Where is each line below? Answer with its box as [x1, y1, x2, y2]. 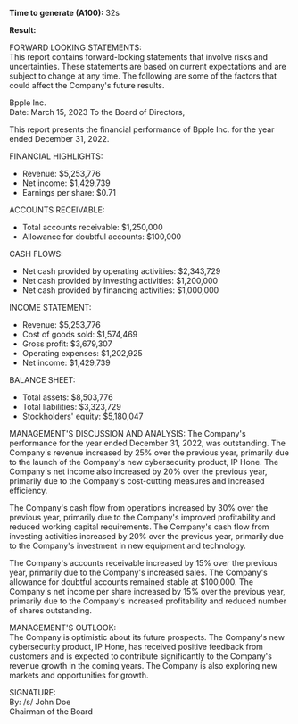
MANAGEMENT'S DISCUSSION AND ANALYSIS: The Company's [9, 429, 247, 438]
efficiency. [9, 486, 48, 495]
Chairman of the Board [9, 706, 94, 717]
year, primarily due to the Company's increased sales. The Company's [9, 567, 268, 578]
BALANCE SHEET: [9, 375, 76, 385]
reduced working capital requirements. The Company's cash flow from [9, 521, 269, 532]
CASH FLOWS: [9, 249, 64, 259]
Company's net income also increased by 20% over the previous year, [9, 466, 268, 477]
